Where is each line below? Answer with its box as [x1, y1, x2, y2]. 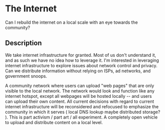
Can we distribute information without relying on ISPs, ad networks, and [5, 68, 151, 74]
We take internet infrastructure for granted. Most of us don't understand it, [5, 52, 157, 58]
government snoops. [5, 73, 47, 79]
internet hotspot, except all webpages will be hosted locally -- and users [5, 93, 152, 99]
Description [5, 39, 42, 47]
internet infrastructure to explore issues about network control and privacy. [5, 62, 158, 68]
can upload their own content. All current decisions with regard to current [5, 98, 154, 104]
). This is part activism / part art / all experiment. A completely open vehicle [5, 114, 158, 120]
